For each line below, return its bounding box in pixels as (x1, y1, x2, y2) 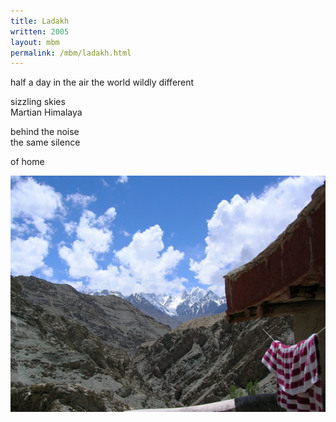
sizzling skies (10, 96, 66, 108)
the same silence (10, 136, 81, 149)
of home (10, 156, 45, 168)
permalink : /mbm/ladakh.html (10, 48, 132, 58)
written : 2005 (10, 26, 70, 37)
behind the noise (10, 126, 80, 138)
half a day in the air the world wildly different (10, 76, 195, 89)
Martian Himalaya (10, 106, 83, 119)
